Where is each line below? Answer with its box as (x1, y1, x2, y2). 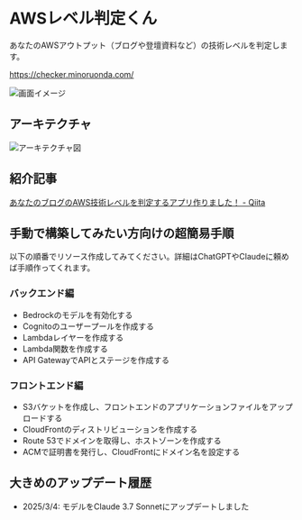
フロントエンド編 (9, 379, 84, 392)
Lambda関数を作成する (22, 343, 108, 354)
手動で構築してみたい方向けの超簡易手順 (9, 225, 234, 241)
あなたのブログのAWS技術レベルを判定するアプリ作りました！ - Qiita (9, 196, 266, 207)
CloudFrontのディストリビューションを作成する (22, 424, 198, 434)
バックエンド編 (9, 287, 75, 300)
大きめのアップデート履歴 (9, 475, 151, 491)
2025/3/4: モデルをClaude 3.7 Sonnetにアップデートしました (22, 501, 250, 512)
